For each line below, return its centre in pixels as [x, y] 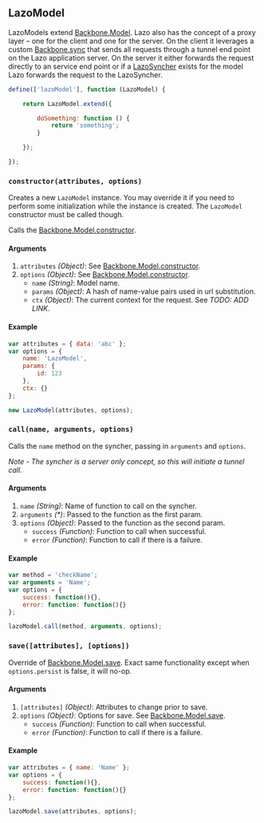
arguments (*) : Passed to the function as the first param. [111, 515]
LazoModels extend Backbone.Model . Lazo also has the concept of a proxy [132, 32]
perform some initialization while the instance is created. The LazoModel [126, 206]
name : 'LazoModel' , [55, 358]
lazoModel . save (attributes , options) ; [73, 812]
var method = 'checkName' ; [53, 575]
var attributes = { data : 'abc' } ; [67, 344]
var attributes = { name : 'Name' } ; [69, 768]
